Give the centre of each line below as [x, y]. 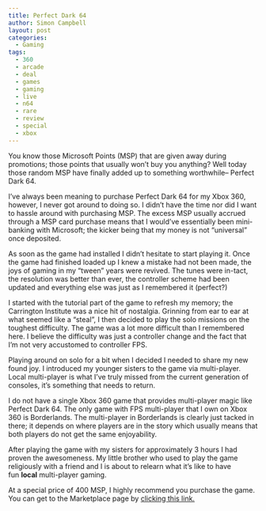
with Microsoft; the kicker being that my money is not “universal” [142, 229]
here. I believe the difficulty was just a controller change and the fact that [127, 336]
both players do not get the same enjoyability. [83, 434]
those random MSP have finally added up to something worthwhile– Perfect [131, 172]
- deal [26, 74]
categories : [28, 38]
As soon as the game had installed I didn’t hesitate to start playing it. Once [129, 253]
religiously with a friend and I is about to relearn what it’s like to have [120, 466]
